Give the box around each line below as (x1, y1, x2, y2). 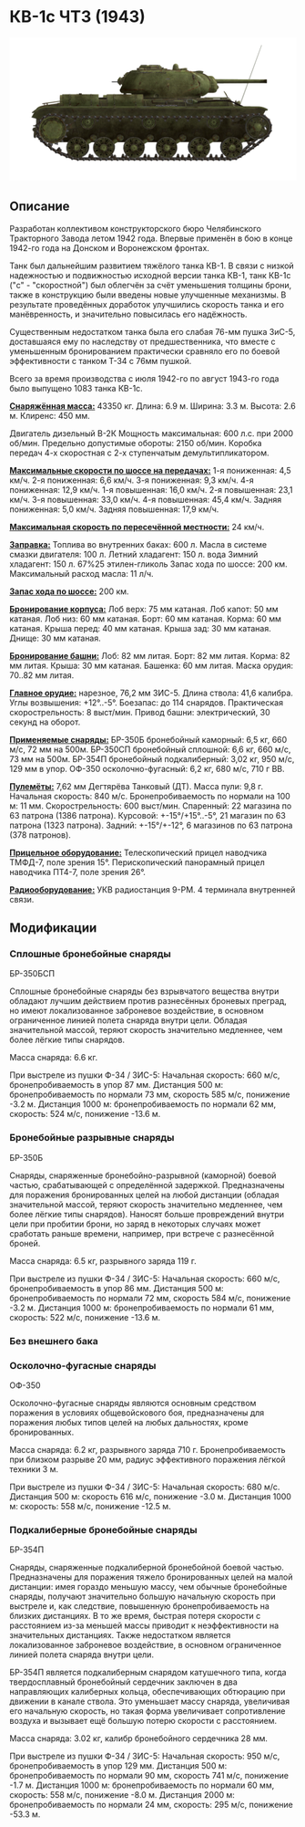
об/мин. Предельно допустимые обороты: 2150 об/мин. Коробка (9, 437, 262, 448)
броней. (9, 1237, 41, 1248)
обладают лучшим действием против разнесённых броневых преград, (9, 996, 287, 1007)
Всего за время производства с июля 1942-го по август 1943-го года (9, 372, 280, 384)
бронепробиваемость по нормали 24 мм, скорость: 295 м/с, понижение (9, 1800, 294, 1811)
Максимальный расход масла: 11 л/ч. (9, 568, 154, 579)
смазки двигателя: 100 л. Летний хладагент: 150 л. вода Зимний (9, 548, 259, 559)
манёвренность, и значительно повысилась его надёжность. (9, 308, 248, 319)
